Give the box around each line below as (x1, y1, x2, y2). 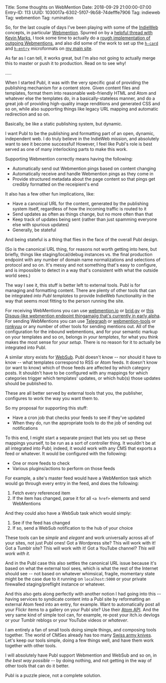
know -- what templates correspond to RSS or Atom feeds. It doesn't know (5, 359, 158, 365)
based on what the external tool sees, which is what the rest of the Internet (5, 565, 159, 571)
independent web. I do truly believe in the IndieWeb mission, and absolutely (5, 136, 160, 141)
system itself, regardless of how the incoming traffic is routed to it (12, 206, 147, 211)
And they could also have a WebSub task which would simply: (5, 510, 132, 516)
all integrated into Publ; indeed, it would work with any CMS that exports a (5, 445, 156, 451)
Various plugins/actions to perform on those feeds (12, 466, 115, 471)
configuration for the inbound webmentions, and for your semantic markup (5, 329, 158, 335)
